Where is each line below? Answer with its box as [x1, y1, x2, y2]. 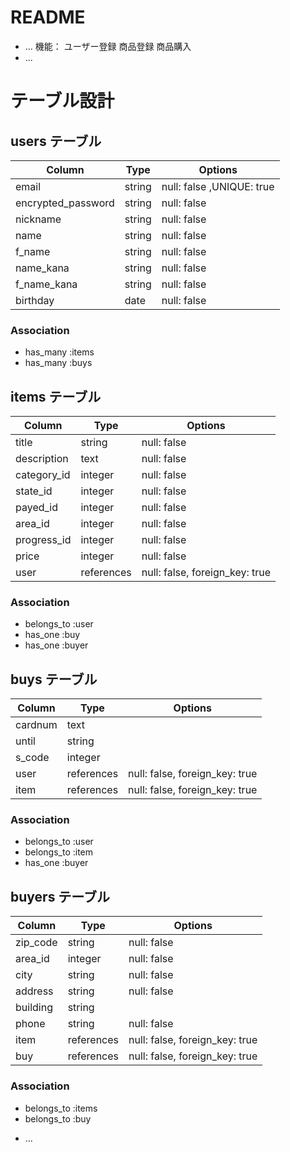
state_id [15, 484, 53, 498]
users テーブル [10, 132, 102, 150]
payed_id [15, 501, 59, 515]
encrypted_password [15, 196, 115, 210]
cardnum [15, 718, 58, 732]
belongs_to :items [24, 1102, 98, 1114]
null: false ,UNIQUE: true [161, 179, 275, 193]
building [15, 1001, 53, 1015]
